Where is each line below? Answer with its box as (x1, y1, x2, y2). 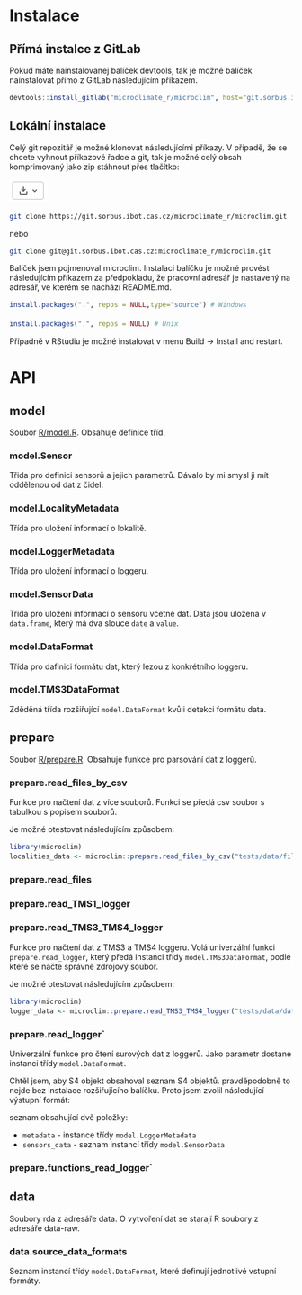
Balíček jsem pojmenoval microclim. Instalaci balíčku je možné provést (9, 263, 270, 274)
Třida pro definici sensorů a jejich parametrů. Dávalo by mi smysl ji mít (9, 470, 270, 481)
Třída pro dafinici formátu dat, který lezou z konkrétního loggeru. (9, 661, 249, 672)
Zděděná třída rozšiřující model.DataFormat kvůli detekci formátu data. (9, 703, 267, 714)
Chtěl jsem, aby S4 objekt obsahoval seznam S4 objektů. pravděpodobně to (9, 1075, 290, 1086)
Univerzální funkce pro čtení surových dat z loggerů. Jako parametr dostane (9, 1048, 292, 1059)
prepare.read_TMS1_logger (9, 897, 131, 910)
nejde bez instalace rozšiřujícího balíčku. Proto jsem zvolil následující (9, 1084, 265, 1095)
